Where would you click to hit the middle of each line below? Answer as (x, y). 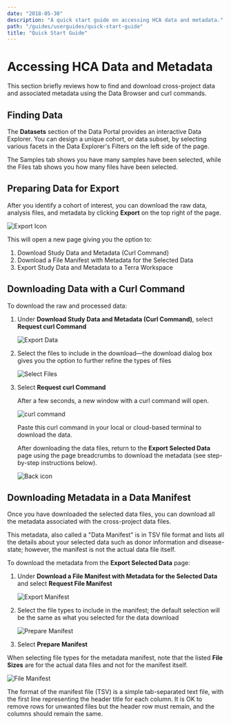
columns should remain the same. (55, 714)
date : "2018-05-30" (35, 13)
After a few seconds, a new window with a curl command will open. (113, 400)
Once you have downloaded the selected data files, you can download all (111, 514)
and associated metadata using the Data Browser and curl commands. (107, 93)
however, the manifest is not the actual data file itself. (100, 550)
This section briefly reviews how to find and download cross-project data (111, 86)
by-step (28, 462)
